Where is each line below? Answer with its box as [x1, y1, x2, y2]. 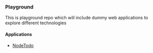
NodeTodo [12, 42, 34, 48]
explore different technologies [5, 20, 67, 26]
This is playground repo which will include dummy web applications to [5, 15, 149, 21]
